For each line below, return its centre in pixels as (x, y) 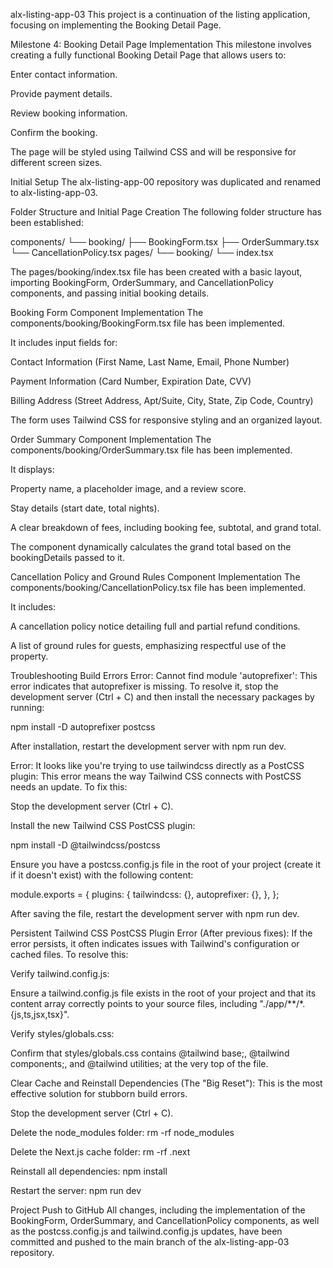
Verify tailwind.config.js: (60, 973)
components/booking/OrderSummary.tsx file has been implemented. (151, 450)
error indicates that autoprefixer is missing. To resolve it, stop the (144, 686)
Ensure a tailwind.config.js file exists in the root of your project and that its (163, 993)
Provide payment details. (61, 93)
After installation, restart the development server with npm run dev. (148, 746)
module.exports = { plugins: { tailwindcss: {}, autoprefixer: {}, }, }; (145, 894)
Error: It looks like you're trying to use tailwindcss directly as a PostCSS (157, 765)
